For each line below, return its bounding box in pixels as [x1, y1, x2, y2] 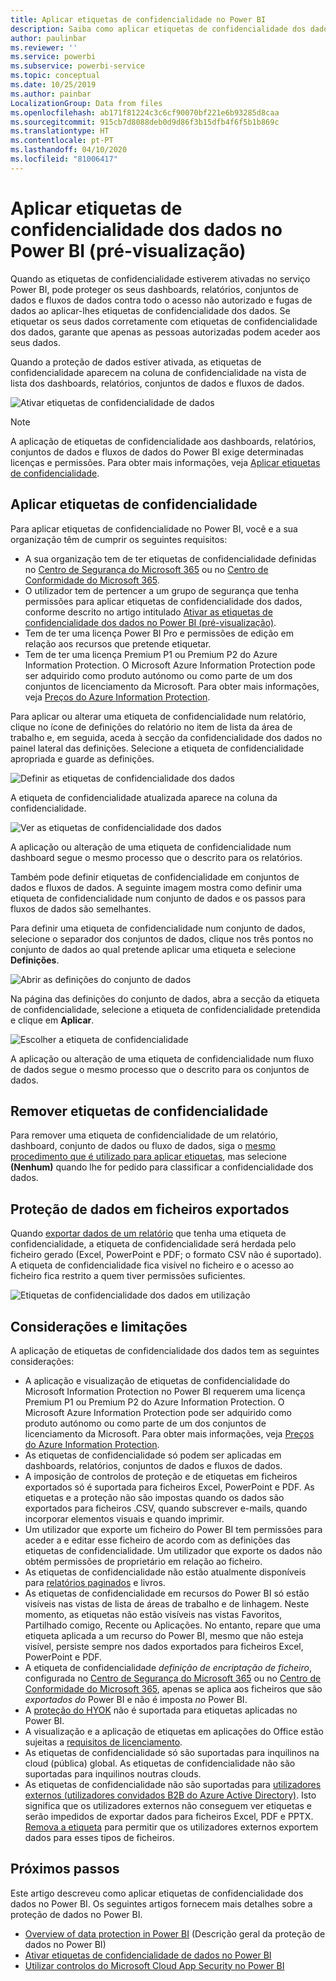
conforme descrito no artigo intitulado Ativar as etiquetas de [24, 606, 273, 618]
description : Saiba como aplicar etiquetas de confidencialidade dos [10, 24, 307, 34]
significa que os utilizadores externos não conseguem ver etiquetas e [24, 1799, 312, 1811]
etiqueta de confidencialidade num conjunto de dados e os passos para [10, 892, 306, 904]
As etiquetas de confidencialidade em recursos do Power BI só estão [24, 1587, 310, 1599]
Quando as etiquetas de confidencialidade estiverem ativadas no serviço [10, 272, 311, 285]
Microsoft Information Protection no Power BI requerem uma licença [24, 1385, 306, 1397]
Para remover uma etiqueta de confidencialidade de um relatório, [10, 1129, 279, 1141]
